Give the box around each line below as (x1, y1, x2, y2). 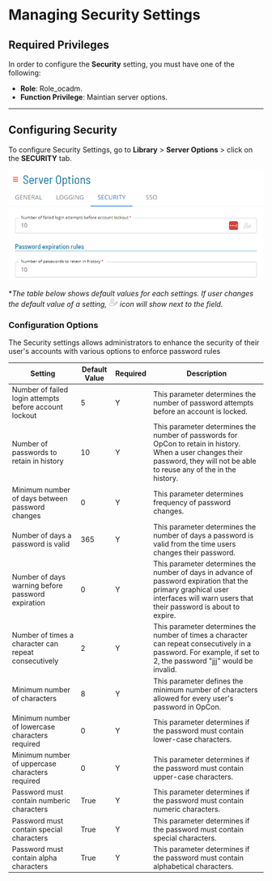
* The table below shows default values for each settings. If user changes (8, 289, 253, 299)
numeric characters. (153, 804, 221, 815)
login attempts (11, 394, 60, 403)
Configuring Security (8, 123, 117, 137)
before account (11, 402, 63, 412)
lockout (11, 411, 37, 420)
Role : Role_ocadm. (19, 83, 83, 93)
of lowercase (11, 721, 55, 731)
